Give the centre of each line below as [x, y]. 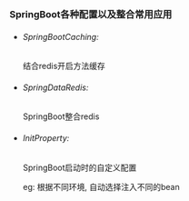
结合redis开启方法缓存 [64, 66]
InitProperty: [46, 137]
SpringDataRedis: [55, 87]
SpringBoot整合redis [61, 116]
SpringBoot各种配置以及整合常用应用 [91, 14]
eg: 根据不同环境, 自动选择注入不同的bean [101, 186]
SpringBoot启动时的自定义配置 [80, 167]
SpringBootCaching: [60, 36]
